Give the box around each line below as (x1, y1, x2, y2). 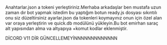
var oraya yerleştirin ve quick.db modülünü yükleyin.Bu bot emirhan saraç (5, 20, 158, 26)
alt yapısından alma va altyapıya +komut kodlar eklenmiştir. (5, 25, 128, 31)
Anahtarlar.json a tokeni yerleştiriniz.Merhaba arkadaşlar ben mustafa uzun (5, 4, 161, 10)
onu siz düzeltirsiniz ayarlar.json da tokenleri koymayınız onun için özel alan (5, 15, 162, 20)
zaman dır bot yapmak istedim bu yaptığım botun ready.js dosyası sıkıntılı (5, 9, 157, 15)
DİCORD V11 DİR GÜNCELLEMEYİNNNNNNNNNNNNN (5, 35, 118, 41)
